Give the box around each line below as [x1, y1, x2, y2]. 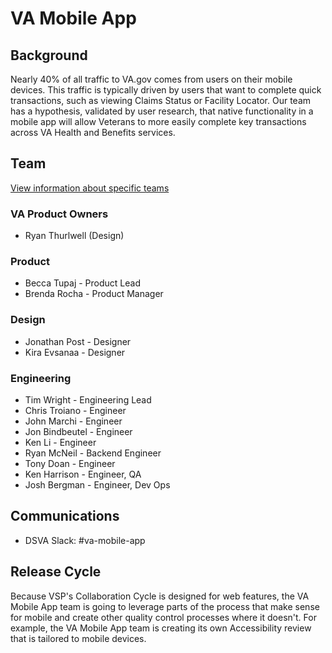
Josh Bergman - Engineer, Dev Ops [24, 479, 171, 491]
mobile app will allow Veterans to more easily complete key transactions [10, 116, 307, 127]
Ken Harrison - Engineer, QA [24, 468, 142, 480]
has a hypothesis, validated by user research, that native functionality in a [10, 105, 314, 117]
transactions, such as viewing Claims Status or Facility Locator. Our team [10, 95, 312, 106]
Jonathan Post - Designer [24, 335, 132, 347]
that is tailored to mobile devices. [10, 632, 147, 644]
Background [10, 47, 88, 64]
